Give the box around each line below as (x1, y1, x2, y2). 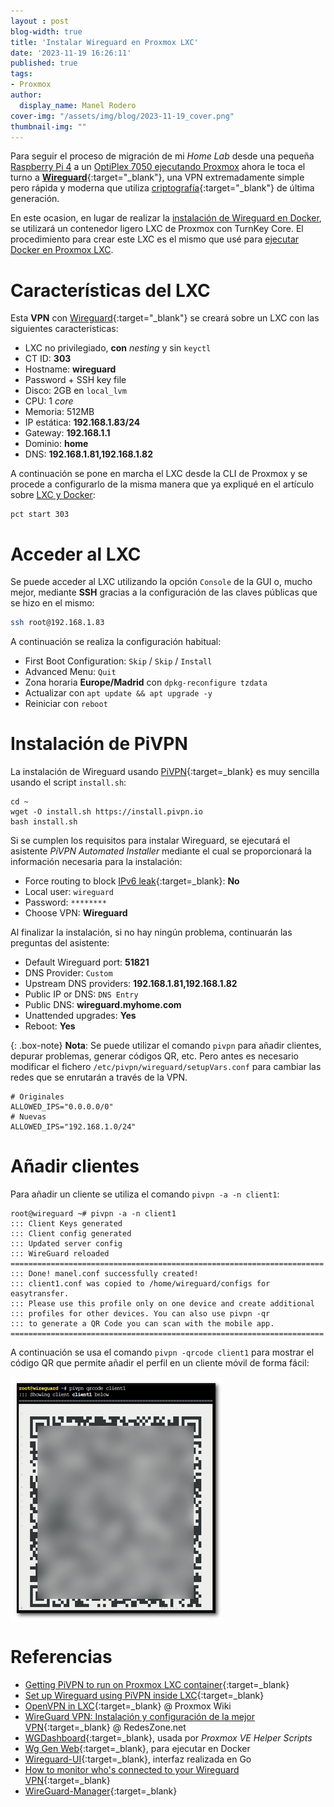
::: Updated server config (10, 1239, 123, 1249)
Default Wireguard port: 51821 (24, 956, 150, 969)
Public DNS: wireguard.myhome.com (24, 999, 182, 1011)
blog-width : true (10, 26, 83, 37)
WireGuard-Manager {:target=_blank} (24, 1785, 178, 1797)
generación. (10, 193, 60, 205)
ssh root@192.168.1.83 (10, 618, 105, 628)
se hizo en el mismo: (10, 597, 95, 609)
